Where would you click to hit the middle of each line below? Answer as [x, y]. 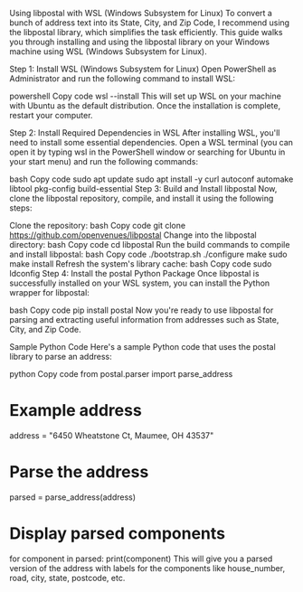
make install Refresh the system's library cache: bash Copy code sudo [141, 264]
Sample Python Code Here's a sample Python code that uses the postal [142, 347]
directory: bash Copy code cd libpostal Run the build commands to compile [150, 244]
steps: [21, 208]
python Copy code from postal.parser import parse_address [121, 374]
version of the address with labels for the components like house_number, [147, 568]
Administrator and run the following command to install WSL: [123, 79]
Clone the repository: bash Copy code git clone [98, 226]
